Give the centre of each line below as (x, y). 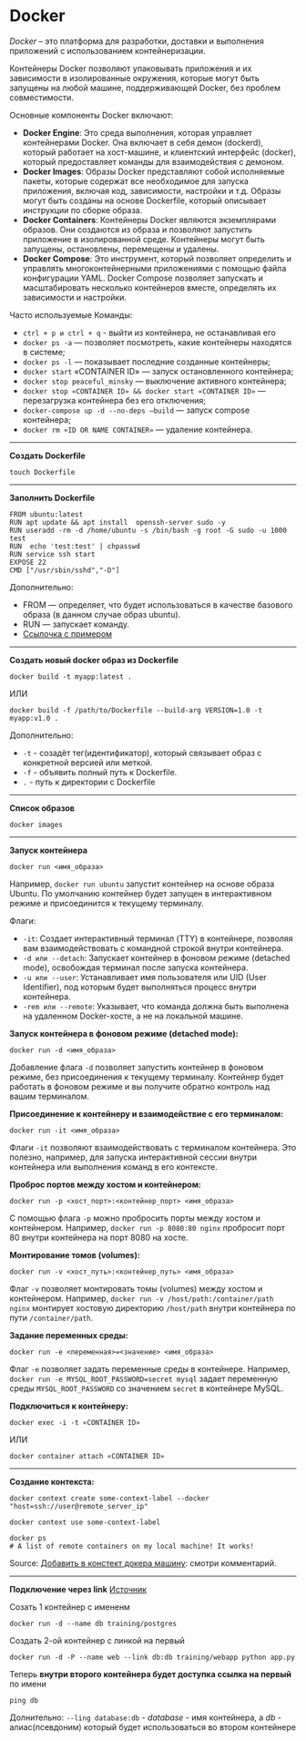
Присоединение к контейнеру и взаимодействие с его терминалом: (147, 1113)
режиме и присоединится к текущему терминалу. (107, 903)
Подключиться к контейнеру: (69, 1406)
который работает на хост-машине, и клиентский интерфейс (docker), (159, 152)
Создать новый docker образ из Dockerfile (94, 660)
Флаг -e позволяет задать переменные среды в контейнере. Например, (150, 1368)
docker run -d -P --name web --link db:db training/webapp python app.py (153, 1657)
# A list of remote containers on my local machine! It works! (132, 1546)
